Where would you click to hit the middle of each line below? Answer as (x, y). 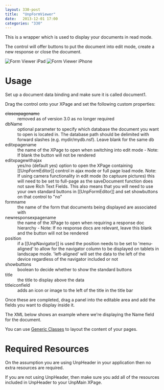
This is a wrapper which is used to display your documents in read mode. (79, 37)
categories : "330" (24, 23)
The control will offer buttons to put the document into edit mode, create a (80, 46)
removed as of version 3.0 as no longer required (66, 119)
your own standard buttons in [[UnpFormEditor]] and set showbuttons (88, 192)
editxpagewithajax (23, 161)
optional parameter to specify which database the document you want (88, 129)
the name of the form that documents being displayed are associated (87, 207)
